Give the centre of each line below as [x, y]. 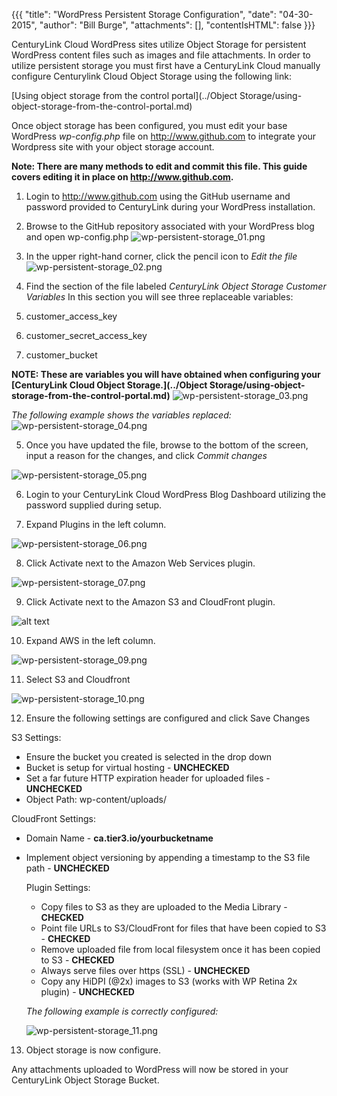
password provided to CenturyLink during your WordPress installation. [170, 207]
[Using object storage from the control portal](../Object [124, 95]
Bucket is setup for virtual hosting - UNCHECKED [127, 767]
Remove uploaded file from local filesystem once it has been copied [180, 949]
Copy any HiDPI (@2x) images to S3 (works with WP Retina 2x [169, 981]
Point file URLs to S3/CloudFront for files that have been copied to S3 [183, 928]
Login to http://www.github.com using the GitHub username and [158, 196]
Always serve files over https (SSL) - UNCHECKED [145, 970]
